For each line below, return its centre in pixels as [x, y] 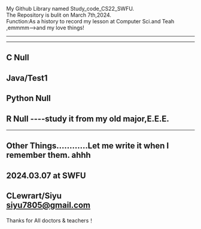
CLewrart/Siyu [34, 196]
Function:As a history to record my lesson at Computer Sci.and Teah [90, 21]
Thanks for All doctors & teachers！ [50, 220]
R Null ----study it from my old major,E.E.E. [88, 119]
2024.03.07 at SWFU [46, 175]
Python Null [28, 98]
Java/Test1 [27, 78]
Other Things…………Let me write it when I [88, 146]
